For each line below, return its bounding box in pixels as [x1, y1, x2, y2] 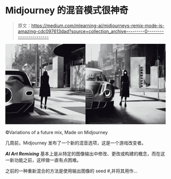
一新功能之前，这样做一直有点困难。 [5, 157, 81, 163]
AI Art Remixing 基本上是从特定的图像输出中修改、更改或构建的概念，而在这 [5, 150, 165, 157]
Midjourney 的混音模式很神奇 [5, 5, 129, 16]
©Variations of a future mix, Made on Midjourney [5, 129, 108, 135]
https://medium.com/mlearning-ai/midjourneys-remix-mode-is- [31, 22, 164, 29]
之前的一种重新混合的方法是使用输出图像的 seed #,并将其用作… [5, 168, 138, 174]
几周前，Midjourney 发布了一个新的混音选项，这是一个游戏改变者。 [5, 140, 147, 146]
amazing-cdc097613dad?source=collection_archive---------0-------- [17, 28, 164, 34]
